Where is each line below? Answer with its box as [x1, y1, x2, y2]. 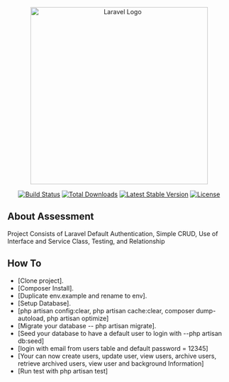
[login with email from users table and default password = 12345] [17, 344, 208, 352]
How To [7, 257, 42, 269]
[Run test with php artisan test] [17, 366, 108, 375]
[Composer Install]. [17, 283, 74, 292]
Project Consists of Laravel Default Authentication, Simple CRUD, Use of [7, 229, 218, 237]
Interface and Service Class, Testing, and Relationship [7, 237, 165, 245]
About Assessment [7, 210, 94, 223]
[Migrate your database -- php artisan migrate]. [17, 321, 157, 330]
